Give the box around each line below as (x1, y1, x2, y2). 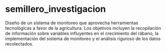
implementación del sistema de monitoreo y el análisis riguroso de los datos (5, 36, 161, 42)
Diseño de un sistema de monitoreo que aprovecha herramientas (5, 20, 139, 26)
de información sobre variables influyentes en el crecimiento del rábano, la (5, 30, 159, 36)
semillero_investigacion (5, 3, 106, 15)
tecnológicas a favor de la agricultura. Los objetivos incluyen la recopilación (5, 25, 161, 31)
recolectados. (5, 41, 34, 47)
